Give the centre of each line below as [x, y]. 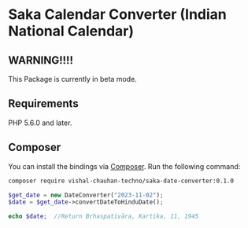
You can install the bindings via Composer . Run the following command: [124, 166]
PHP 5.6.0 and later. [40, 123]
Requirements [43, 104]
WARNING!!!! [41, 60]
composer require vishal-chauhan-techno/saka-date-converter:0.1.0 [121, 181]
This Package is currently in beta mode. [73, 79]
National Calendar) [71, 31]
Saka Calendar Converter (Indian [117, 15]
